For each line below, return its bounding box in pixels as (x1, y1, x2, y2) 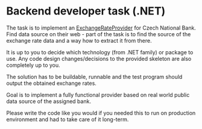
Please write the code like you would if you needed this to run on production (6, 109, 196, 116)
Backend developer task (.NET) (6, 4, 166, 18)
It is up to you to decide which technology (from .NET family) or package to (6, 48, 194, 55)
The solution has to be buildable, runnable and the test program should (6, 73, 183, 80)
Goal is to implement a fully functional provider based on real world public (6, 91, 190, 98)
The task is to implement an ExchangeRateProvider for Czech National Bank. (6, 24, 196, 31)
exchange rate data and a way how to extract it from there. (6, 37, 152, 44)
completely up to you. (6, 61, 60, 69)
